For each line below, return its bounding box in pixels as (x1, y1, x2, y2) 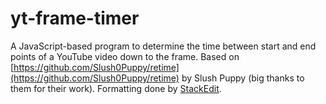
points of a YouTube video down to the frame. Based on (10, 50, 240, 62)
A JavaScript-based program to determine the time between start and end (10, 40, 317, 52)
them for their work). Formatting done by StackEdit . (10, 82, 222, 94)
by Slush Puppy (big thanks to (181, 72, 305, 84)
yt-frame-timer (10, 7, 140, 30)
